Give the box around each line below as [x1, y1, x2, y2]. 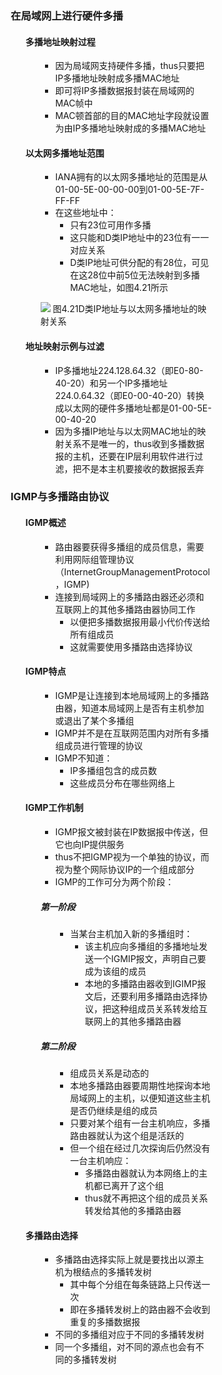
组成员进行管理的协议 [55, 739, 144, 751]
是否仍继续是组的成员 [70, 1105, 159, 1117]
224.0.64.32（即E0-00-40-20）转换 [55, 389, 205, 401]
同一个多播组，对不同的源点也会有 [55, 1341, 196, 1353]
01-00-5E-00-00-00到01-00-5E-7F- [55, 184, 205, 196]
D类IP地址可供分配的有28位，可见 [70, 257, 210, 269]
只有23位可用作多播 [70, 219, 152, 231]
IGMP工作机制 [25, 802, 84, 814]
